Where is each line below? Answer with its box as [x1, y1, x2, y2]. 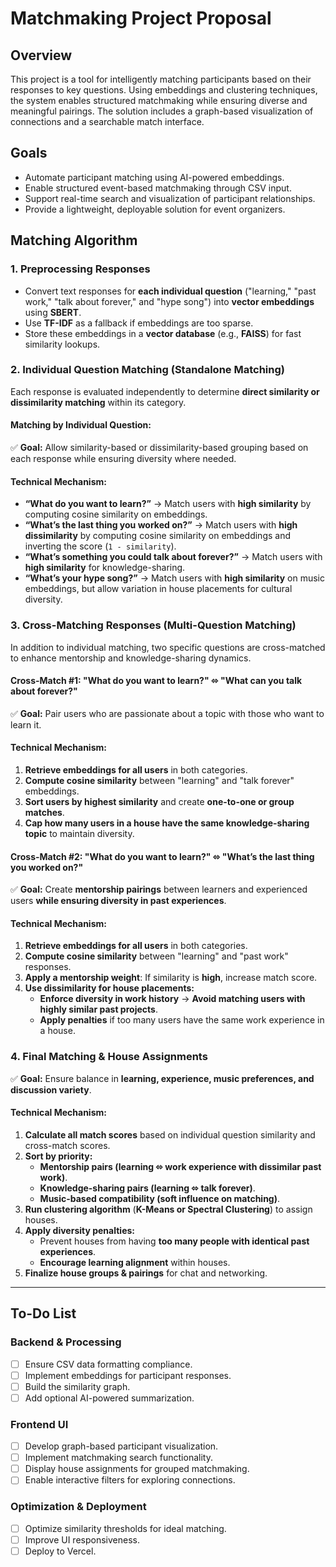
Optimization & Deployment [10, 1500, 147, 1514]
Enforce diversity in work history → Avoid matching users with [39, 993, 306, 1005]
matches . [24, 806, 65, 818]
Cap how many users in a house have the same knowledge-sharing [24, 817, 310, 829]
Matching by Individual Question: [10, 419, 152, 431]
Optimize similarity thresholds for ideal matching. [24, 1522, 227, 1534]
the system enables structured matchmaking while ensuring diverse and [10, 95, 308, 106]
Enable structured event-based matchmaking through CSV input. [24, 182, 292, 194]
